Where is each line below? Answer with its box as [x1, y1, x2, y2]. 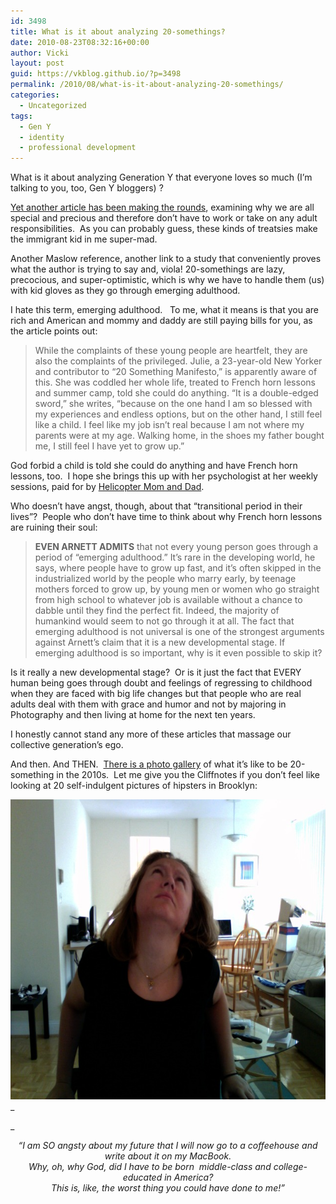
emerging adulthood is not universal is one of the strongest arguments [34, 626, 325, 638]
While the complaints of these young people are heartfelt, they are [34, 345, 308, 357]
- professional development [19, 143, 137, 153]
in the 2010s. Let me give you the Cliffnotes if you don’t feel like [56, 769, 321, 781]
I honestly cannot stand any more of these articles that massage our [10, 728, 292, 740]
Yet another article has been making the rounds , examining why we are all [10, 201, 315, 214]
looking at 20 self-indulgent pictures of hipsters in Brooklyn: [10, 780, 258, 792]
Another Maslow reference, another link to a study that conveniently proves [10, 253, 322, 265]
